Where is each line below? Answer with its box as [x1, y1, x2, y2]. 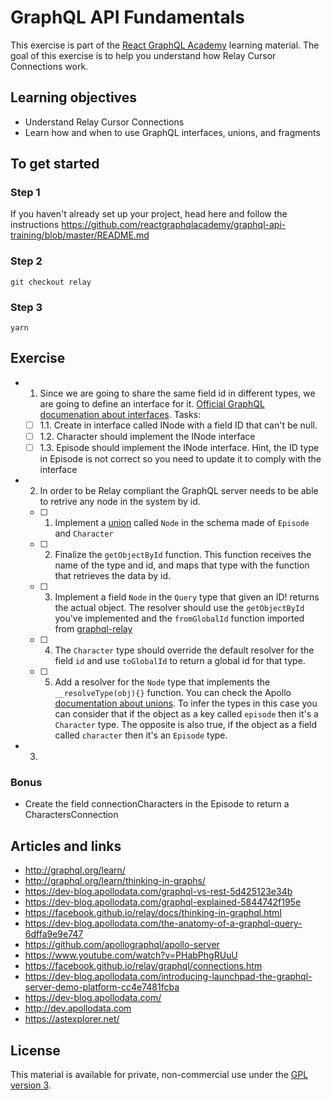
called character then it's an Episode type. [54, 729, 228, 741]
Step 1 [10, 186, 41, 200]
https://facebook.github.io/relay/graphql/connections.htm [24, 960, 263, 972]
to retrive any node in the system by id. [39, 496, 201, 508]
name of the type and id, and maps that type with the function [54, 559, 310, 571]
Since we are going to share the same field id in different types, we [39, 387, 316, 399]
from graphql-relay [54, 623, 133, 635]
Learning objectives [10, 89, 138, 106]
